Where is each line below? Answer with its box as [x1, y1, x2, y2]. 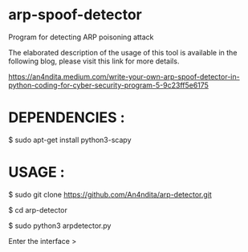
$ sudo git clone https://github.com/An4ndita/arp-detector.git [8, 189, 213, 199]
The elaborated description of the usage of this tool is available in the [8, 47, 238, 57]
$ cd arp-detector [8, 205, 68, 214]
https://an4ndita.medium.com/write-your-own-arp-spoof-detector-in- [8, 71, 240, 81]
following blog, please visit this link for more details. [8, 56, 180, 66]
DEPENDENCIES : [8, 108, 126, 127]
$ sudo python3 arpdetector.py [8, 221, 112, 230]
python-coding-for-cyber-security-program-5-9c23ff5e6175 [8, 80, 209, 90]
